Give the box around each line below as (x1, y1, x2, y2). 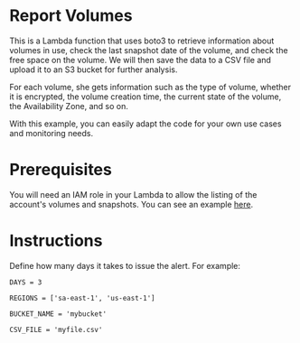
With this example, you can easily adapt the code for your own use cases (9, 118, 282, 129)
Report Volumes (9, 5, 133, 26)
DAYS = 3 (9, 277, 42, 287)
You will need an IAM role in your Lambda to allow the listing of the (9, 189, 258, 199)
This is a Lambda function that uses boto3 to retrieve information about (9, 35, 275, 46)
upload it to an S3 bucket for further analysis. (9, 64, 178, 75)
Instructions (9, 231, 103, 251)
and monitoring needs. (9, 127, 93, 138)
